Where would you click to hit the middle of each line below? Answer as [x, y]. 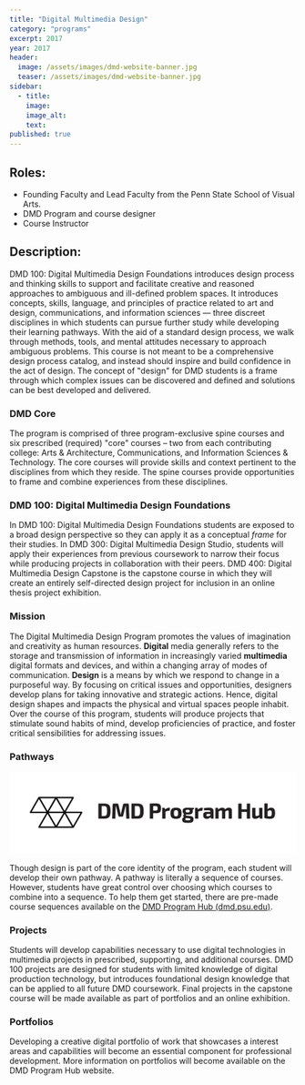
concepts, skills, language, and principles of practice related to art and [142, 303]
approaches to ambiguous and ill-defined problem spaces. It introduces [144, 293]
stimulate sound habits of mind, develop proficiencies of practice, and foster [152, 723]
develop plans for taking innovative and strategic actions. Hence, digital [143, 694]
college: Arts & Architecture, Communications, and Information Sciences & [149, 453]
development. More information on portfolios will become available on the [147, 1061]
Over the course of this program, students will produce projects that [137, 714]
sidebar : [26, 86]
